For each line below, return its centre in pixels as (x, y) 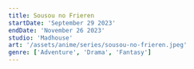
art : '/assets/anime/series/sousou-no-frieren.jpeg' (98, 45)
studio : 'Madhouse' (41, 38)
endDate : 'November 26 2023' (57, 30)
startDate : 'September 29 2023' (62, 23)
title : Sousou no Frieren (51, 15)
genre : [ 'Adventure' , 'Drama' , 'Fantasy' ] (80, 52)
